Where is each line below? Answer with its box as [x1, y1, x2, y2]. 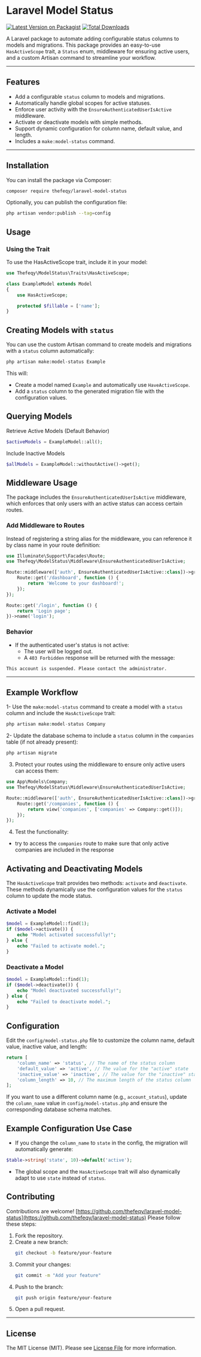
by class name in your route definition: [6, 541, 100, 549]
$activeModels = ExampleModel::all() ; [6, 438, 103, 445]
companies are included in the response [14, 846, 114, 853]
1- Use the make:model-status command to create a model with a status [6, 703, 183, 710]
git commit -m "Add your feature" [14, 1272, 101, 1279]
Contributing [6, 1192, 55, 1202]
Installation [6, 160, 49, 171]
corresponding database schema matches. [6, 1106, 112, 1113]
